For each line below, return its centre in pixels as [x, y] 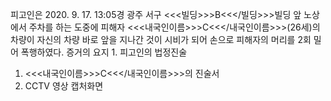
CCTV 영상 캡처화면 [64, 86]
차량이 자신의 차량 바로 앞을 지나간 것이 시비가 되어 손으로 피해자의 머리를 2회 [161, 39]
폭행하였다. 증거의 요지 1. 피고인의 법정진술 [104, 52]
